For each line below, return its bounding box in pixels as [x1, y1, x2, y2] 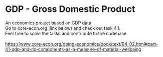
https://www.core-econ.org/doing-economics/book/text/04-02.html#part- [5, 41, 158, 47]
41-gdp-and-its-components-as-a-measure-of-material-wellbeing [5, 46, 142, 52]
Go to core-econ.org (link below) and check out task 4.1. [5, 25, 121, 31]
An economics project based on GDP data [5, 20, 91, 26]
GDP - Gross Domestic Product [5, 3, 136, 15]
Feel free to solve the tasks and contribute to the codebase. [5, 30, 128, 36]
